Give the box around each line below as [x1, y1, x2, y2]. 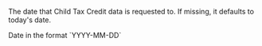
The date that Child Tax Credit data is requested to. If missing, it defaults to [8, 7, 255, 16]
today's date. [8, 15, 52, 25]
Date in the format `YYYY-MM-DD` [8, 31, 122, 40]
